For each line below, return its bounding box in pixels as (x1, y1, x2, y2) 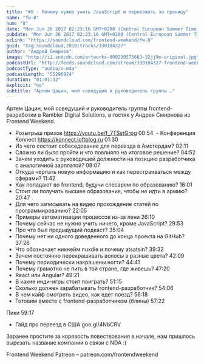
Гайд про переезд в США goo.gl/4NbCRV (15, 320, 121, 328)
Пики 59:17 (6, 309, 35, 316)
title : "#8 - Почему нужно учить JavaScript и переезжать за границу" (6, 9, 189, 15)
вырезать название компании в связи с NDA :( (6, 338, 127, 346)
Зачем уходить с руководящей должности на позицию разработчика (15, 155, 195, 162)
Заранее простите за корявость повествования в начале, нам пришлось (6, 332, 195, 340)
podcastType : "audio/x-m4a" (6, 65, 78, 72)
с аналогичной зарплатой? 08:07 (15, 162, 101, 169)
